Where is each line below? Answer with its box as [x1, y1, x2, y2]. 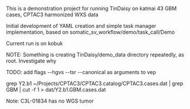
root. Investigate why [6, 58, 57, 64]
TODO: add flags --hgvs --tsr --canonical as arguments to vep [6, 69, 156, 75]
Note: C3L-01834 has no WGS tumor [6, 97, 94, 104]
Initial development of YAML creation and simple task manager [6, 23, 156, 29]
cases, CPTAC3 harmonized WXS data [6, 11, 99, 18]
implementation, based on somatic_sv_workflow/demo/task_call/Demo [6, 29, 175, 36]
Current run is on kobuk [6, 40, 63, 47]
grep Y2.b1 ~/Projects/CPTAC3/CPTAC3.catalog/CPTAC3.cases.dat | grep [6, 80, 184, 87]
